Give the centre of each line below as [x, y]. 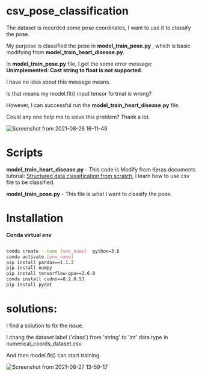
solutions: [32, 309]
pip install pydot [29, 285]
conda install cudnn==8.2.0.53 [45, 279]
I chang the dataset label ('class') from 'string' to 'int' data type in [87, 337]
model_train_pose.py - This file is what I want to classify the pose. [89, 194]
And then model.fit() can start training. [54, 355]
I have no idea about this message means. [59, 82]
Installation [35, 218]
